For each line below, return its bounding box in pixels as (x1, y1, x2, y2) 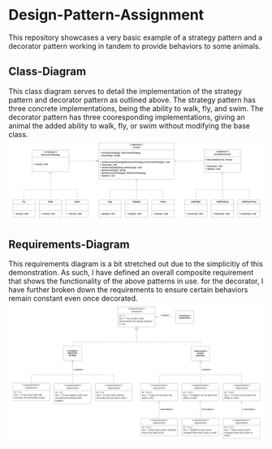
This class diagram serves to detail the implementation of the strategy (8, 86, 242, 96)
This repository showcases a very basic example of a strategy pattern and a (8, 32, 263, 42)
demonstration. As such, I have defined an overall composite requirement (8, 267, 254, 277)
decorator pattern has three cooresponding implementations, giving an (8, 112, 245, 122)
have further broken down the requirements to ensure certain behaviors (8, 284, 248, 294)
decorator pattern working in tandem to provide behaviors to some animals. (8, 41, 261, 50)
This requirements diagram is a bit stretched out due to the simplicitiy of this (8, 258, 264, 269)
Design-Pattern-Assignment (8, 6, 205, 24)
